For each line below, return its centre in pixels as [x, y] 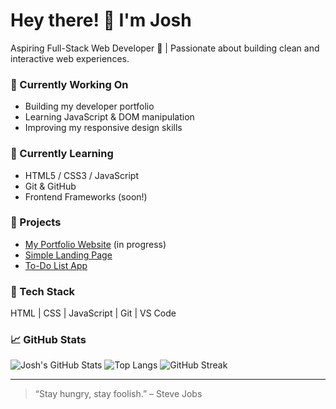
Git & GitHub [50, 186]
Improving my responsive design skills [103, 128]
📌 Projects [36, 222]
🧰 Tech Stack [43, 291]
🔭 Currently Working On [69, 84]
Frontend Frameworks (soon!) [86, 196]
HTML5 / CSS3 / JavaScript [82, 175]
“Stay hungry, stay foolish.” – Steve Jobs [118, 394]
